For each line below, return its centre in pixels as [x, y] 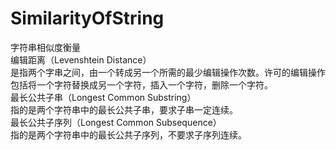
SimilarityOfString [87, 18]
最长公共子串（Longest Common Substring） [103, 97]
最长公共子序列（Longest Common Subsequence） [116, 122]
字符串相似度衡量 [45, 47]
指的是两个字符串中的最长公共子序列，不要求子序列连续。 [128, 134]
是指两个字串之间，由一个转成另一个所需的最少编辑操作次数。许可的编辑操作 [168, 72]
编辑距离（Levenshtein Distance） [81, 59]
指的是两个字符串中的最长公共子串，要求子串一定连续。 [124, 109]
